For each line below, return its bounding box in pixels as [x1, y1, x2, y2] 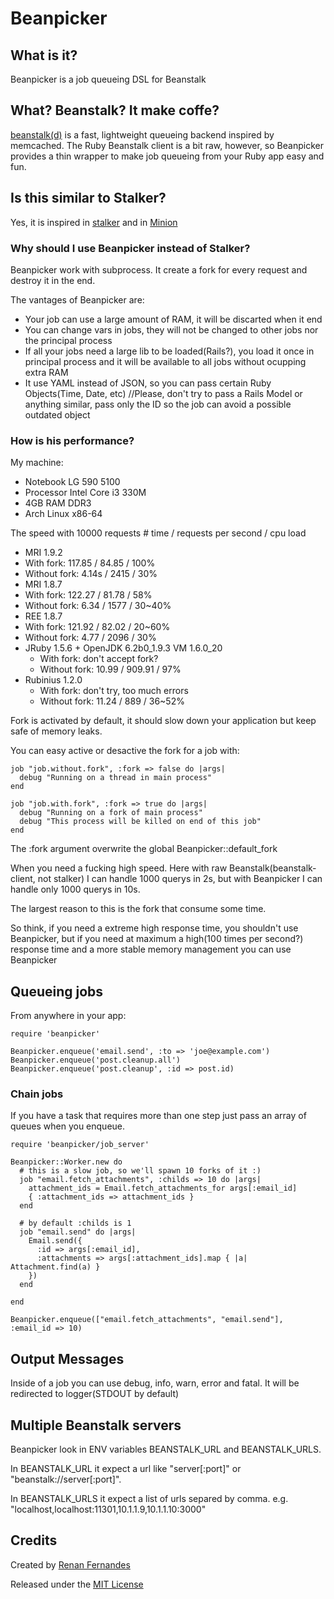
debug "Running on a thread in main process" [19, 773, 213, 783]
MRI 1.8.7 [24, 578, 63, 591]
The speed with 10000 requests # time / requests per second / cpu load [10, 527, 307, 539]
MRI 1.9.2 [24, 547, 63, 559]
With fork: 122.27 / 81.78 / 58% [24, 589, 153, 601]
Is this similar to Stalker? [10, 190, 167, 207]
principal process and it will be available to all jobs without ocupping [24, 355, 307, 367]
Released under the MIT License [10, 1578, 144, 1590]
